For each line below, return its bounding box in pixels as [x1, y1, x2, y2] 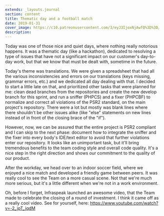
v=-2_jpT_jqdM [5, 205, 36, 211]
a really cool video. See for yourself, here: [5, 200, 89, 206]
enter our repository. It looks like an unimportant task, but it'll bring [5, 140, 139, 145]
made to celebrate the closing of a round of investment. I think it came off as [5, 195, 159, 200]
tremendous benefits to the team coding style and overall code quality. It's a [5, 145, 158, 151]
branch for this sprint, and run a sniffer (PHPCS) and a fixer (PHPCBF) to [5, 94, 151, 100]
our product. [5, 156, 30, 161]
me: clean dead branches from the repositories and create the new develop [5, 89, 157, 95]
